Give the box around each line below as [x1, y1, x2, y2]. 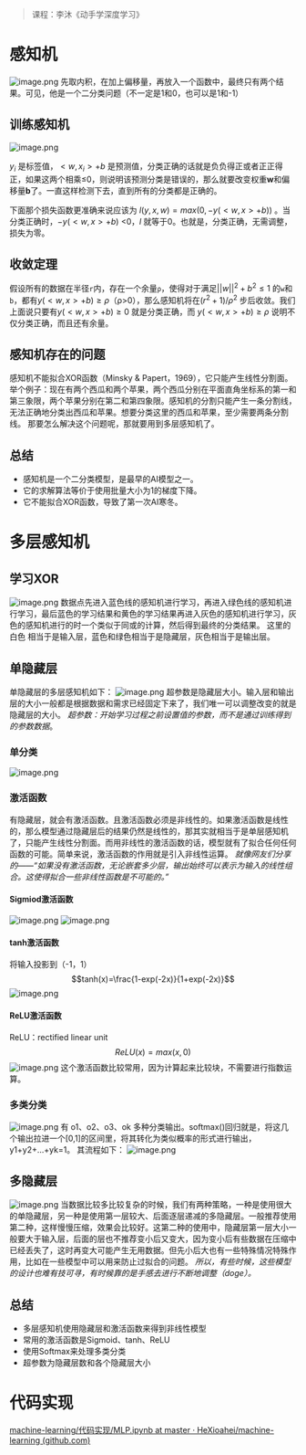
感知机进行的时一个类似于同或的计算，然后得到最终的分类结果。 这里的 [25, 620, 291, 631]
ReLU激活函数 [9, 1009, 62, 1021]
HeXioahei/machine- [197, 1425, 275, 1436]
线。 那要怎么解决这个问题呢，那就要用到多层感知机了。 [9, 418, 219, 429]
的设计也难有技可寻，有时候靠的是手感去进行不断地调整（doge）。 [9, 1268, 257, 1279]
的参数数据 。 [9, 721, 57, 732]
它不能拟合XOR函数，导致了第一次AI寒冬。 [22, 497, 184, 508]
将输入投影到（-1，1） [9, 959, 92, 970]
